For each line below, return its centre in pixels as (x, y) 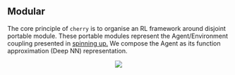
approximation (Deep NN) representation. (68, 50)
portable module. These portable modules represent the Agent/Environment (117, 36)
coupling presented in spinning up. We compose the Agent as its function (114, 43)
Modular (26, 12)
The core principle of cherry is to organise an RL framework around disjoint (116, 28)
